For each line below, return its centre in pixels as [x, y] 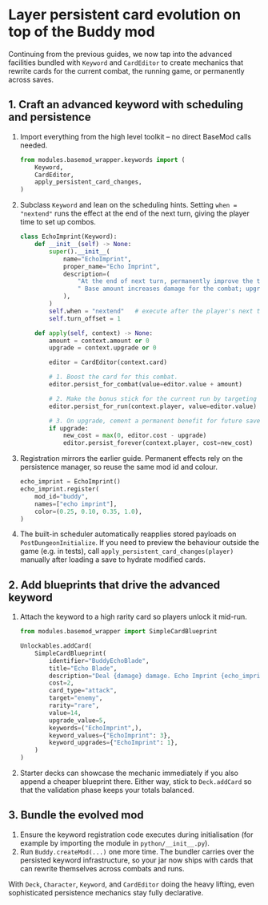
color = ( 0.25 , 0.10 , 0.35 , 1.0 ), [88, 511]
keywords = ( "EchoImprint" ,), [96, 728]
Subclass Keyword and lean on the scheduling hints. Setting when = [128, 205]
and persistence [50, 117]
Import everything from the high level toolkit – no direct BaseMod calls [136, 136]
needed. [34, 145]
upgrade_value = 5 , [78, 720]
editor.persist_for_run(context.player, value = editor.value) [153, 406]
